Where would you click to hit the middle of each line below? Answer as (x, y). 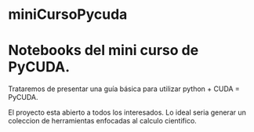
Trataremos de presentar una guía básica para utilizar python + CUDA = (124, 89)
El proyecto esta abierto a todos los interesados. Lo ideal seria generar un (127, 112)
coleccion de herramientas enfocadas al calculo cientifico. (103, 121)
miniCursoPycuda (68, 15)
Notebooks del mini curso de (103, 51)
